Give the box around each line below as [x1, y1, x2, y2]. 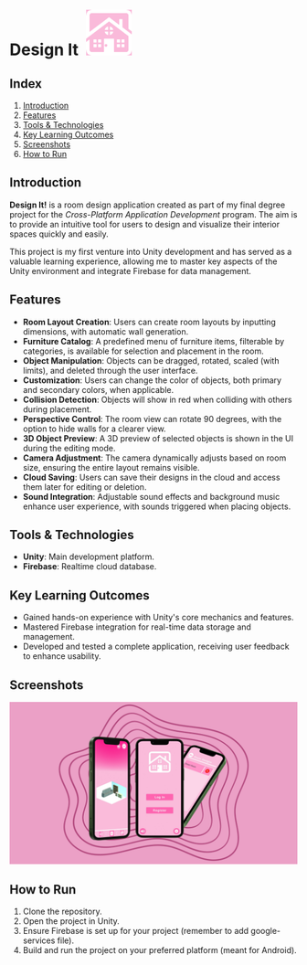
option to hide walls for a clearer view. [22, 423, 166, 434]
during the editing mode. [22, 442, 116, 453]
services [22, 935, 56, 946]
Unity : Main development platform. [22, 551, 155, 562]
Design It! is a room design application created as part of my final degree [9, 199, 286, 210]
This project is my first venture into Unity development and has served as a [9, 246, 292, 257]
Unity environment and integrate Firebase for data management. [9, 265, 251, 276]
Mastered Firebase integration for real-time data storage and [22, 621, 251, 632]
